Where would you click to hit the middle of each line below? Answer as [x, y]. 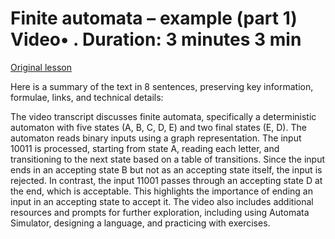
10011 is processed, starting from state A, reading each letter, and [145, 148]
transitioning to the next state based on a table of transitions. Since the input [167, 159]
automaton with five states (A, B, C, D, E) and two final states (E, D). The [158, 127]
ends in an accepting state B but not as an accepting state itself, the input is [166, 169]
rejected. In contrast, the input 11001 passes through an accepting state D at [166, 180]
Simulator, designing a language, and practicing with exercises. [140, 223]
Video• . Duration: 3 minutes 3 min [156, 39]
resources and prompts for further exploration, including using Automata [160, 212]
